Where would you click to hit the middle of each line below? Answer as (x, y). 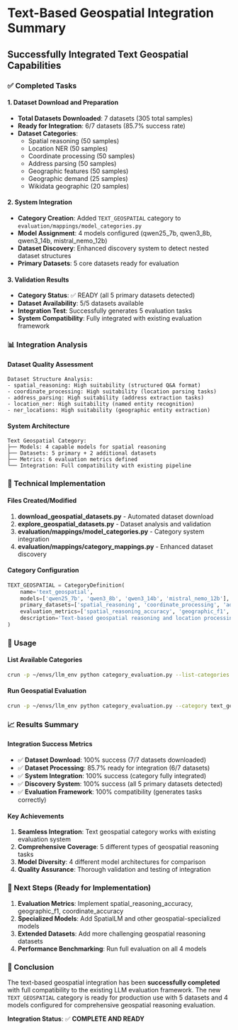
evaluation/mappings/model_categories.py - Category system (111, 531)
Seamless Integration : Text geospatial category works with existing (117, 832)
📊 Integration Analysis (47, 345)
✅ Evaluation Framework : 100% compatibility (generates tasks (110, 792)
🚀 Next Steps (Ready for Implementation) (79, 888)
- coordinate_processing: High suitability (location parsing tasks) (112, 392)
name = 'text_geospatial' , (57, 592)
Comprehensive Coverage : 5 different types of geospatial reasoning (118, 847)
